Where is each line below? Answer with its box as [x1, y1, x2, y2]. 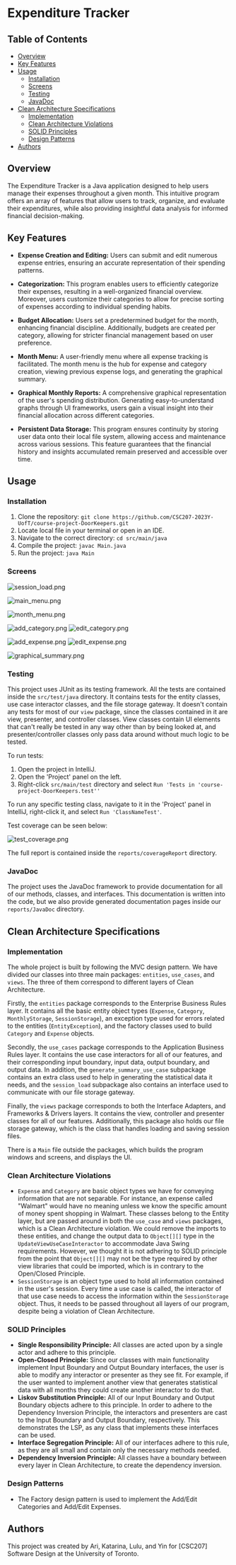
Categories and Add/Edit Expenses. [17, 1502, 122, 1510]
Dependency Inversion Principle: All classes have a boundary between [17, 1453, 227, 1462]
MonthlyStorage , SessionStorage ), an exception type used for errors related [7, 1014, 225, 1022]
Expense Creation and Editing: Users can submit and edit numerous [17, 251, 218, 259]
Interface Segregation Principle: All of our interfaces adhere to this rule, [17, 1438, 230, 1447]
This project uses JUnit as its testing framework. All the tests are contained [7, 684, 226, 693]
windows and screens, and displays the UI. [7, 1152, 132, 1162]
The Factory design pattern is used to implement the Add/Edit [17, 1495, 198, 1503]
